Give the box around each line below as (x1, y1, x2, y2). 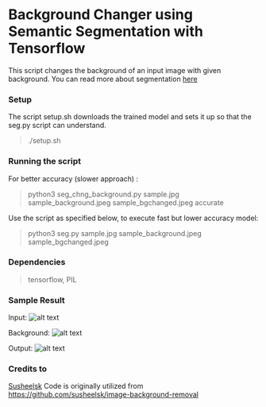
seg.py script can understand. (8, 121, 107, 130)
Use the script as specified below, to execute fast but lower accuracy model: (8, 213, 259, 223)
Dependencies (8, 257, 66, 268)
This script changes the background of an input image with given (8, 65, 222, 75)
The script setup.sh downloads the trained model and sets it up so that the (8, 112, 252, 122)
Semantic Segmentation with (8, 22, 204, 41)
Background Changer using (8, 6, 193, 24)
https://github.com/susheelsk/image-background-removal (8, 390, 199, 399)
